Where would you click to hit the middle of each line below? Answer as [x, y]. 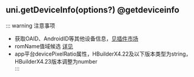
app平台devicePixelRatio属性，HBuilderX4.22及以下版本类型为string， [103, 54]
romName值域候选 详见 [44, 46]
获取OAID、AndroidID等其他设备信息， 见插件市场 [76, 38]
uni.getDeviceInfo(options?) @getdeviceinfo [92, 10]
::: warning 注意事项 [31, 25]
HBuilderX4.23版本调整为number [56, 61]
